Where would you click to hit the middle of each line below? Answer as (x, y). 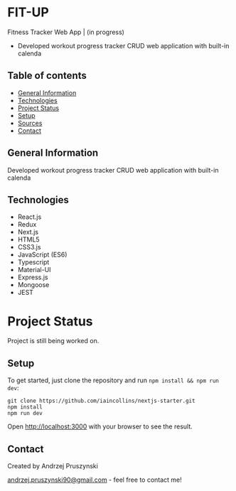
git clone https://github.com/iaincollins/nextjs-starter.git (101, 401)
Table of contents (47, 76)
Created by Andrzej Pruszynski (53, 465)
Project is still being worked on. (53, 341)
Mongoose (33, 285)
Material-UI (34, 270)
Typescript (33, 262)
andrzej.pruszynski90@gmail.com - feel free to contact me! (95, 480)
